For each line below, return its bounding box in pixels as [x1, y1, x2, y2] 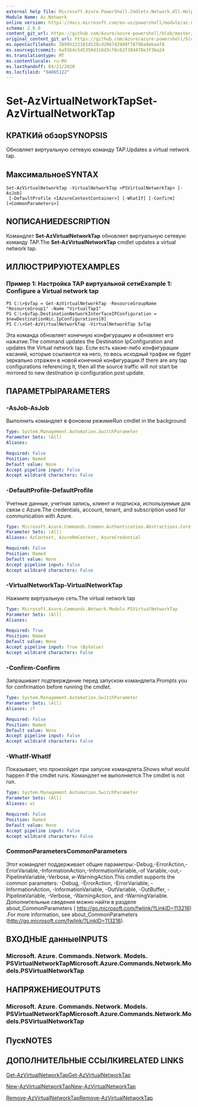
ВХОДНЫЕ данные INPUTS [6, 934, 108, 945]
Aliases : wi [6, 801, 35, 806]
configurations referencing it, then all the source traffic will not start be [6, 363, 178, 370]
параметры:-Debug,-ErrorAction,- [104, 860, 188, 868]
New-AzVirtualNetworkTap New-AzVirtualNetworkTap [6, 1083, 136, 1090]
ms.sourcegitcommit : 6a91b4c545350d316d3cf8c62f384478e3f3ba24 [6, 47, 165, 53]
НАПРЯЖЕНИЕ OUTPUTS [6, 985, 101, 995]
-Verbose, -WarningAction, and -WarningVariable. [48, 892, 169, 899]
